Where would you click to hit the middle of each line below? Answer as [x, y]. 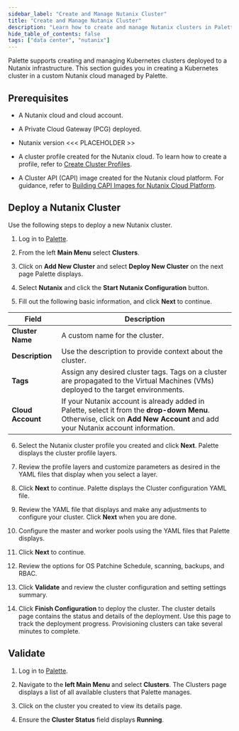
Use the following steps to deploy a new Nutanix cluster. [90, 225]
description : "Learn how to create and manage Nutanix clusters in [110, 27]
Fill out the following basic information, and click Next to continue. [115, 301]
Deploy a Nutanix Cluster [65, 208]
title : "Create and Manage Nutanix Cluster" [75, 21]
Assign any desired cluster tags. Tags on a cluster [144, 372]
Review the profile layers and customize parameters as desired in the [119, 466]
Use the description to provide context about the [142, 351]
